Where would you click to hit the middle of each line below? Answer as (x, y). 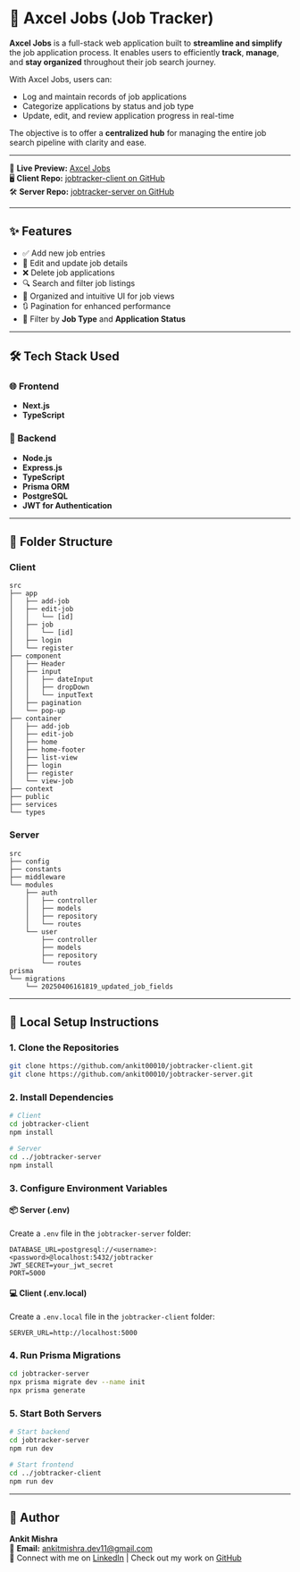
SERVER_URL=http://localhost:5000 (74, 1333)
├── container (36, 719)
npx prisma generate (48, 1391)
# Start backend (39, 1432)
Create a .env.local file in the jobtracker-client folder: (112, 1316)
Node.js (37, 458)
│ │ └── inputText (51, 695)
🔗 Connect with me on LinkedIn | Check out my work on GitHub (126, 1558)
